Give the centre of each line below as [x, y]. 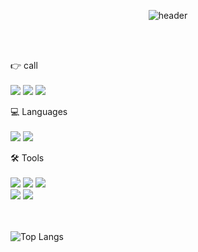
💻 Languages [39, 111]
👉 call [24, 65]
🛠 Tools [27, 158]
